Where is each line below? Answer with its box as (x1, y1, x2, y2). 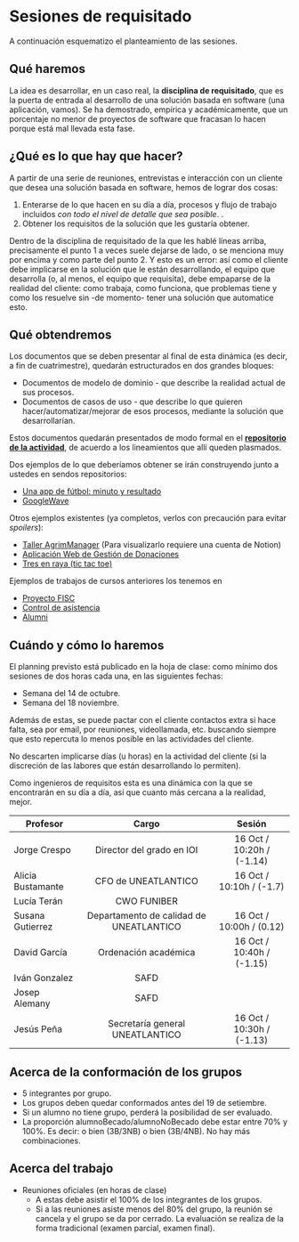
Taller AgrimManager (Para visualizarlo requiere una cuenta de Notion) (21, 540, 282, 550)
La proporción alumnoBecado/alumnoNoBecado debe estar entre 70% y (21, 1116, 287, 1127)
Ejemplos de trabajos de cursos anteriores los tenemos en (9, 576, 222, 587)
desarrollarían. (21, 416, 76, 426)
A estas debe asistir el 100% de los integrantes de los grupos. (35, 1194, 263, 1205)
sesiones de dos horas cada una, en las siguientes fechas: (9, 670, 224, 682)
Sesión (237, 817, 267, 830)
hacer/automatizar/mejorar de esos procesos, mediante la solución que (21, 406, 284, 417)
